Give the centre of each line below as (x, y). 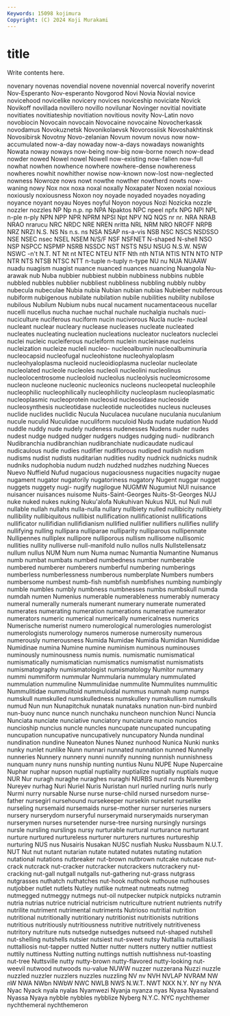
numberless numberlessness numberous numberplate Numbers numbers (111, 575)
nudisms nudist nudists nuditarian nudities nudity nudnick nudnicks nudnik (112, 458)
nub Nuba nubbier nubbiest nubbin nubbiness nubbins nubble (116, 276)
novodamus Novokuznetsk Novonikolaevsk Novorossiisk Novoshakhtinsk (110, 130)
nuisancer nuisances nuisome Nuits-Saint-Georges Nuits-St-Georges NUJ (112, 494)
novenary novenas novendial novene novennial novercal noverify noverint (111, 86)
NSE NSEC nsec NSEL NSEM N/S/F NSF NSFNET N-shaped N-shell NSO (110, 239)
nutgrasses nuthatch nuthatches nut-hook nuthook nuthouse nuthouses (108, 881)
